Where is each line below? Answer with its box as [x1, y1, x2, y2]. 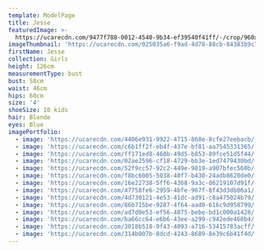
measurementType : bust [8, 70, 82, 78]
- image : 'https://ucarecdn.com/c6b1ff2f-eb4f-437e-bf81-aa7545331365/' [15, 143, 258, 150]
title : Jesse [8, 19, 51, 27]
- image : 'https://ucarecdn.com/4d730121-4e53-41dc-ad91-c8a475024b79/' [15, 194, 258, 201]
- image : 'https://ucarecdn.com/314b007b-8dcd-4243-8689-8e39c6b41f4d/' [15, 230, 258, 238]
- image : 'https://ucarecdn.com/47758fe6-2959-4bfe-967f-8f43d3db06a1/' [15, 186, 258, 194]
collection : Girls [8, 56, 68, 63]
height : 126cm [8, 63, 55, 71]
